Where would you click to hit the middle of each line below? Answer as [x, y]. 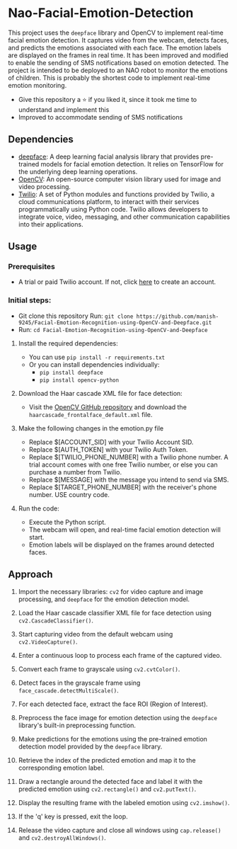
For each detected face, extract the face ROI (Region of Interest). [113, 704]
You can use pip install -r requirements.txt [97, 357]
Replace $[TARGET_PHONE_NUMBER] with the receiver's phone [123, 487]
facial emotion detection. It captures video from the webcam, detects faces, [118, 40]
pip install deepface [71, 372]
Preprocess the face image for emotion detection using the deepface [118, 717]
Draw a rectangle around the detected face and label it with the [110, 781]
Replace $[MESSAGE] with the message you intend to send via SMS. [129, 479]
